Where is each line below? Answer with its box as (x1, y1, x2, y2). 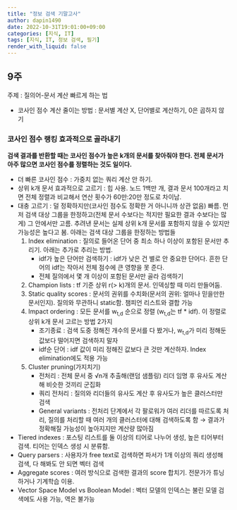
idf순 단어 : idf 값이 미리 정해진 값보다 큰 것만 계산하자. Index (38, 344, 207, 353)
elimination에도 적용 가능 (38, 354, 108, 362)
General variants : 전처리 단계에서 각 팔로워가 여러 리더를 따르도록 (38, 406, 222, 415)
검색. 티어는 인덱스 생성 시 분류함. (17, 442, 110, 450)
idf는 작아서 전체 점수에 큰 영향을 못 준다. (51, 263, 164, 272)
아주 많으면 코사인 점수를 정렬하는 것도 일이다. (7, 160, 133, 169)
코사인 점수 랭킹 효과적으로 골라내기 (7, 134, 121, 144)
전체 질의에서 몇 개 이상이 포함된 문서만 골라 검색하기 (38, 272, 184, 280)
